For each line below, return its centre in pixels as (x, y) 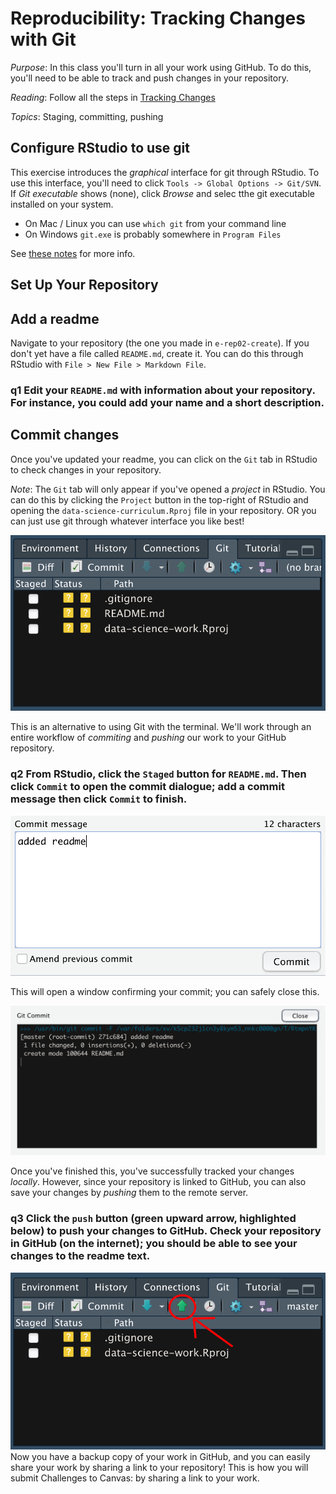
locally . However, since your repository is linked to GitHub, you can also (158, 1182)
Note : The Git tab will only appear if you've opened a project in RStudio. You (168, 489)
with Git (43, 39)
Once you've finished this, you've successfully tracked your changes (152, 1171)
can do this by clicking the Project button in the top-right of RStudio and (159, 499)
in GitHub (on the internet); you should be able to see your (154, 1244)
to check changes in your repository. (86, 469)
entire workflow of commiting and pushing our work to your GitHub (148, 738)
